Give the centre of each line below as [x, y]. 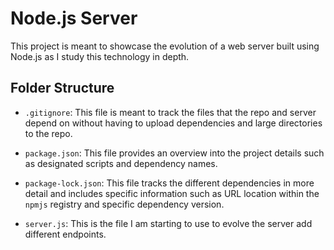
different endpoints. [65, 234]
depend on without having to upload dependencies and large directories [173, 123]
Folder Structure [62, 88]
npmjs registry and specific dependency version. [124, 204]
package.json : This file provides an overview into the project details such [174, 153]
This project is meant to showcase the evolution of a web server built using [165, 46]
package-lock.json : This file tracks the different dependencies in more [169, 183]
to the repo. [48, 133]
